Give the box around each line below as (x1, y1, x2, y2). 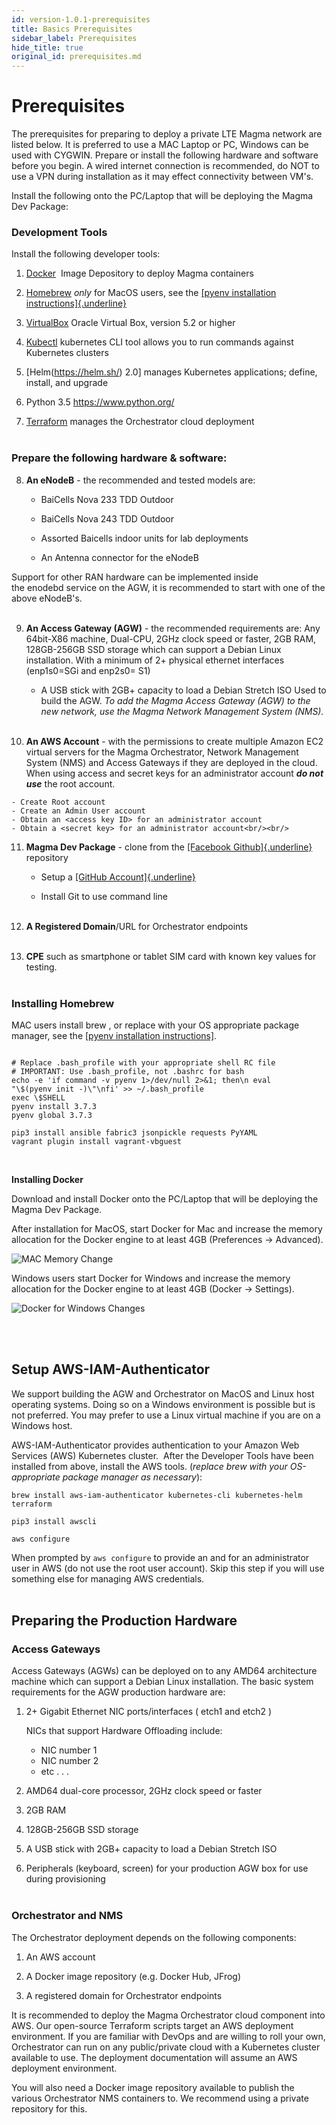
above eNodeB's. (11, 592, 83, 604)
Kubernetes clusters (25, 347, 109, 359)
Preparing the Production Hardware (11, 1612, 238, 1630)
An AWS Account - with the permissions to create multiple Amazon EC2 (25, 735, 324, 747)
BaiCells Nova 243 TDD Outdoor (40, 512, 174, 525)
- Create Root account (11, 797, 106, 807)
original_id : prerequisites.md (11, 52, 142, 62)
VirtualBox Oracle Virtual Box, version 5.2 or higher (25, 317, 236, 329)
